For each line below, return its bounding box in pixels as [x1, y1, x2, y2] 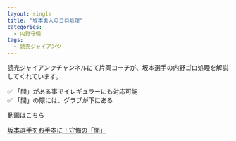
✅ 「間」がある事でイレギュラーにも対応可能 [7, 87, 138, 95]
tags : [7, 37, 23, 44]
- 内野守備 [13, 30, 42, 37]
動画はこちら [7, 111, 44, 119]
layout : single [7, 10, 52, 18]
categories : [7, 23, 42, 30]
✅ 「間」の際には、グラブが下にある [7, 96, 113, 104]
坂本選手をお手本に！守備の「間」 [7, 126, 106, 134]
